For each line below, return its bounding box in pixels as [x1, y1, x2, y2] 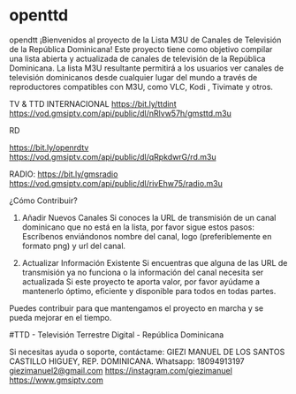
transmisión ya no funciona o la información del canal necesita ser [21, 267, 264, 277]
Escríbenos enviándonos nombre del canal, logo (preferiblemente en [21, 231, 272, 241]
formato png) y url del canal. [21, 240, 126, 251]
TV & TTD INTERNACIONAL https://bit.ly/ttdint [9, 98, 177, 109]
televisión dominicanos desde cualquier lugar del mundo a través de [9, 72, 258, 82]
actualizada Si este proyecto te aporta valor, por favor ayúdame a [21, 276, 261, 287]
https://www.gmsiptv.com [9, 375, 103, 385]
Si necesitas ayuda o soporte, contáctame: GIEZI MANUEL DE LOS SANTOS [9, 346, 285, 357]
